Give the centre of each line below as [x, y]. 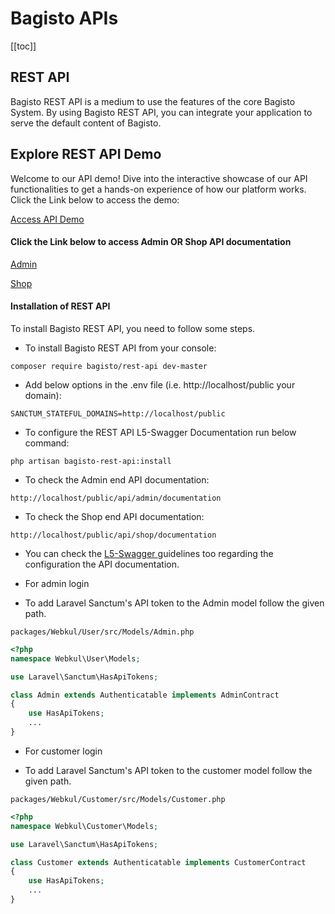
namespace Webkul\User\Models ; [75, 658]
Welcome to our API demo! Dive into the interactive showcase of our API [159, 178]
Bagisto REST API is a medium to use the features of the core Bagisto [153, 101]
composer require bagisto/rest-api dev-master [109, 366]
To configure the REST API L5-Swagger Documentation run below [160, 432]
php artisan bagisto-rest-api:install [91, 461]
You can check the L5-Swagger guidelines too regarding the [149, 553]
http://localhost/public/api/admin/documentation [116, 498]
